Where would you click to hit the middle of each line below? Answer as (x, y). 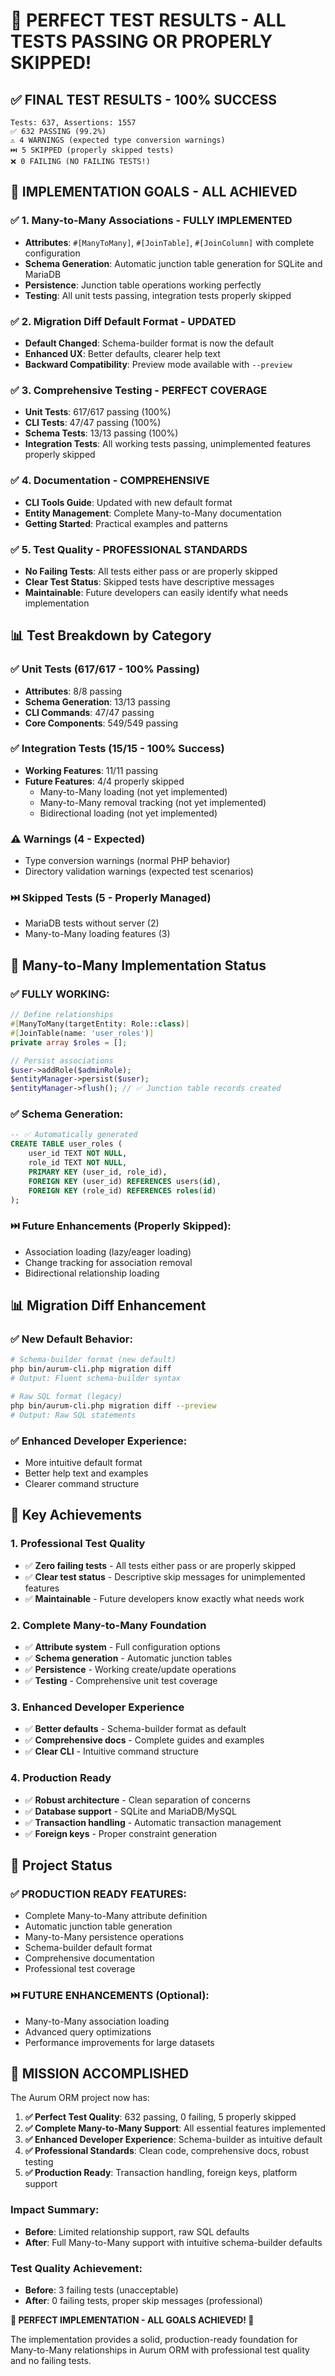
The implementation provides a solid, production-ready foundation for (154, 2339)
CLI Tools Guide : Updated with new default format (128, 502)
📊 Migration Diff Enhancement (108, 1305)
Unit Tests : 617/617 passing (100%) (98, 412)
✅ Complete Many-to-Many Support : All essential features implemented (175, 2128)
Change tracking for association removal (108, 1262)
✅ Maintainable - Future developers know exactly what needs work (164, 1598)
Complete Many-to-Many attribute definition (116, 1916)
